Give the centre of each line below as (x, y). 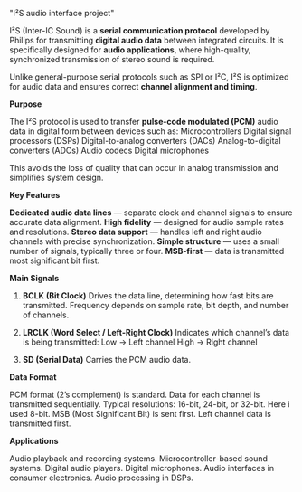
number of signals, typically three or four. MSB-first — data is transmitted (147, 251)
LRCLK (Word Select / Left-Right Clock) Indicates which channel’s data (156, 332)
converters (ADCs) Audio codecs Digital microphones (109, 150)
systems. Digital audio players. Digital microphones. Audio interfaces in (142, 468)
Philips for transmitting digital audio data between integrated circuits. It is (146, 40)
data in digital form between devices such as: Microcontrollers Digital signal (151, 131)
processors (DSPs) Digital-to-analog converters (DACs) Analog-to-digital (146, 141)
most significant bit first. (55, 260)
